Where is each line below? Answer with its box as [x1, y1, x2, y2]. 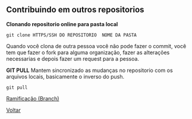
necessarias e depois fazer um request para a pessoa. [6, 55, 140, 62]
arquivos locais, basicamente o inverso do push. [6, 73, 125, 80]
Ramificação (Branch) [6, 95, 59, 102]
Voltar [6, 107, 21, 114]
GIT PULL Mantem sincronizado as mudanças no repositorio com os [6, 67, 174, 74]
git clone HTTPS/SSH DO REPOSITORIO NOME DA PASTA [6, 32, 137, 38]
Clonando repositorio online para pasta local [6, 20, 118, 27]
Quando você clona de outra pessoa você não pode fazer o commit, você [6, 42, 187, 49]
